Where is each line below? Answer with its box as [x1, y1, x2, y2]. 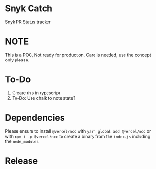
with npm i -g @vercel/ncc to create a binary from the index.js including [5, 133, 151, 139]
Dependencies [5, 112, 65, 123]
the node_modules [5, 138, 39, 144]
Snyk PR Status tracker [5, 19, 51, 25]
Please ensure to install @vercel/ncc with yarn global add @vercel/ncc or [5, 128, 151, 134]
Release [5, 155, 38, 166]
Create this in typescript [12, 90, 61, 96]
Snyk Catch [5, 3, 52, 14]
